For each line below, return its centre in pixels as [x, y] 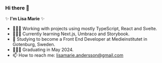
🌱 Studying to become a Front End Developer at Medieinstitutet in [80, 39]
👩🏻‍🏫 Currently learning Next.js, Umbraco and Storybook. [71, 34]
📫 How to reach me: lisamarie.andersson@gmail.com [68, 55]
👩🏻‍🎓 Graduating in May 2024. [43, 50]
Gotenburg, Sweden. [34, 45]
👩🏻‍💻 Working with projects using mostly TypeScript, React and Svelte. [85, 29]
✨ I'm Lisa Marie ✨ [25, 19]
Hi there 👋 [17, 8]
